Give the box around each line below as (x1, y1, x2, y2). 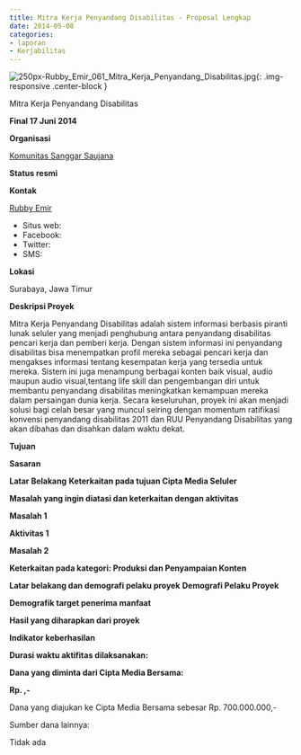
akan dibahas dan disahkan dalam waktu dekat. (9, 423, 186, 434)
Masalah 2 (9, 546, 49, 556)
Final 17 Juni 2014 (9, 116, 77, 127)
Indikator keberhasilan (9, 633, 96, 644)
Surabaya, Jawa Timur (9, 284, 93, 295)
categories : (9, 30, 54, 39)
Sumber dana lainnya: (9, 720, 90, 731)
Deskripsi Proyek (9, 301, 75, 312)
